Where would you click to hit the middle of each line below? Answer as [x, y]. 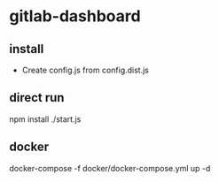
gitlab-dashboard [75, 16]
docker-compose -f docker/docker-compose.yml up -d [110, 168]
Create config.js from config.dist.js [85, 70]
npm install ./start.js [45, 119]
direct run [37, 98]
